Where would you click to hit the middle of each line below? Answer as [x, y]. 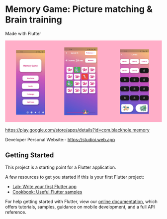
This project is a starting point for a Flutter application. [61, 167]
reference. [16, 212]
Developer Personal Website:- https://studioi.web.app [60, 139]
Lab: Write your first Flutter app [44, 186]
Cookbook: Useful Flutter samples [47, 192]
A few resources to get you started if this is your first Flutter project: [75, 177]
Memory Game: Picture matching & [79, 9]
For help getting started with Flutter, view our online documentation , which [82, 201]
